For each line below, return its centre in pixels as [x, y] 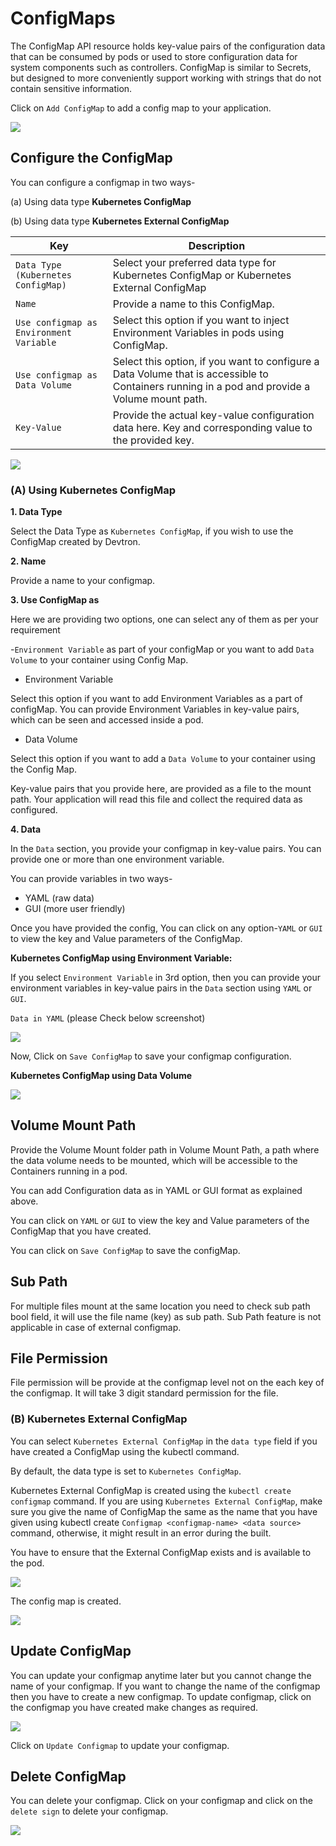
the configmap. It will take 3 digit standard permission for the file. [144, 1393]
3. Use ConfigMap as [55, 600]
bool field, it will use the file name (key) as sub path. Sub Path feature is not [166, 1316]
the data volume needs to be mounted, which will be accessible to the [154, 1160]
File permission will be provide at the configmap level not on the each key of [167, 1383]
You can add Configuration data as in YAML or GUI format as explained [156, 1190]
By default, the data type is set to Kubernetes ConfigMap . [126, 1471]
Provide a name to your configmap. [83, 581]
